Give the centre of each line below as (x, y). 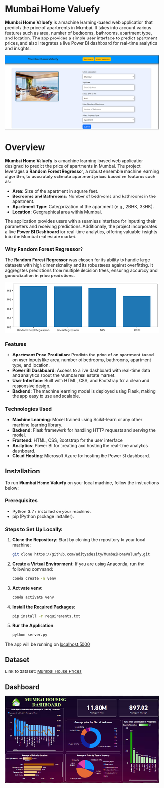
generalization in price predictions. (40, 275)
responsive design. (31, 386)
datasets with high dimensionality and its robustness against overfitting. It (79, 265)
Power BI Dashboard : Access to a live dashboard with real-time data (81, 370)
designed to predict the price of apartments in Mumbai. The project (73, 166)
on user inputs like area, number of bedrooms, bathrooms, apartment (82, 360)
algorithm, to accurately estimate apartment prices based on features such (80, 176)
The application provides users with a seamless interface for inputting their (81, 221)
